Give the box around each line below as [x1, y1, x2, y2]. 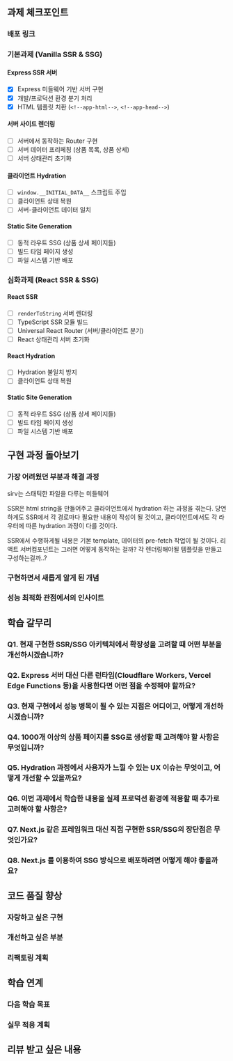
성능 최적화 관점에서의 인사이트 [7, 593, 104, 603]
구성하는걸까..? [7, 553, 47, 562]
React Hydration [7, 351, 56, 360]
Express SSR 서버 [7, 68, 58, 77]
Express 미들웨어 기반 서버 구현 [17, 85, 104, 93]
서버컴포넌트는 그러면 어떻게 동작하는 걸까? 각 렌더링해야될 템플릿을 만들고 [19, 545, 223, 553]
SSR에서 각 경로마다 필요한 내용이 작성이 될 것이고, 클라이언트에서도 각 [25, 513, 218, 521]
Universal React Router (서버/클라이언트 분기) [17, 327, 144, 335]
